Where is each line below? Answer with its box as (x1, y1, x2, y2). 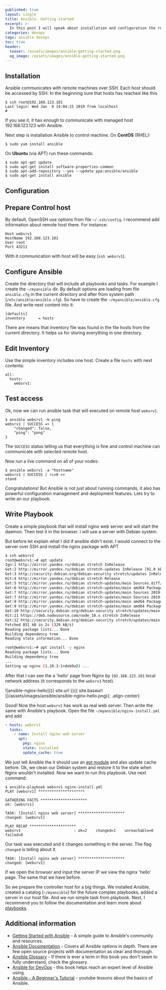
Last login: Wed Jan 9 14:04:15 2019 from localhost (5, 104, 119, 109)
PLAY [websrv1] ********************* (5, 789, 85, 794)
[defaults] (5, 311, 28, 317)
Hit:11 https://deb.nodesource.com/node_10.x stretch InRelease (5, 613, 140, 618)
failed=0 (5, 832, 23, 837)
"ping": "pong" (14, 430, 45, 435)
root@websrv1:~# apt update (5, 558, 63, 563)
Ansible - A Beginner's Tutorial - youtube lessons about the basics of (12, 975, 153, 981)
